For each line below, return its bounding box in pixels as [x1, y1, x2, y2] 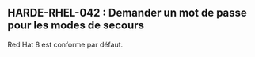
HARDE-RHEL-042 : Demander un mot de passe [7, 6, 247, 20]
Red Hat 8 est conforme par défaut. [7, 40, 124, 49]
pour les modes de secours [7, 19, 144, 32]
